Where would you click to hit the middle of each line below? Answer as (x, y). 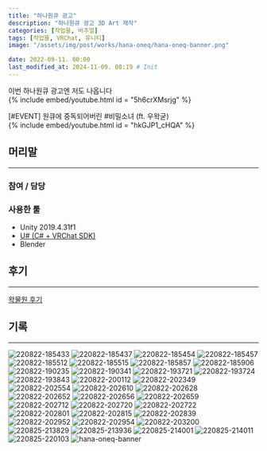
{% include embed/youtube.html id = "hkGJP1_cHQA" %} (102, 125)
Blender (33, 244)
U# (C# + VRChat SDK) (58, 235)
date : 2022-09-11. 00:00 (49, 60)
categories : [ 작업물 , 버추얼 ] (53, 30)
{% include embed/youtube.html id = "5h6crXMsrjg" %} (100, 100)
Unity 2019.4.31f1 (48, 227)
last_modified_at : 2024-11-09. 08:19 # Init (83, 67)
